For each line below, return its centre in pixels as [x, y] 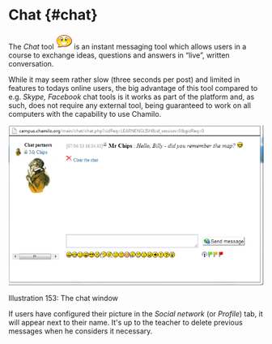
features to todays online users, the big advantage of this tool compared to [133, 88]
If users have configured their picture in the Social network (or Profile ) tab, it [136, 313]
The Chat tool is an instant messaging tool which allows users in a [127, 46]
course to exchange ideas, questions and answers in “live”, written [119, 55]
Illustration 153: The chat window [64, 298]
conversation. [31, 63]
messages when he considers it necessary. [81, 331]
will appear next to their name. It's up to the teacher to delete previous [125, 322]
